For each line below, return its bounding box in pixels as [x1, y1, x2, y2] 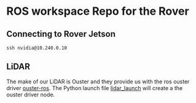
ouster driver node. [6, 91, 55, 98]
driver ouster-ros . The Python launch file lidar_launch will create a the [6, 84, 183, 91]
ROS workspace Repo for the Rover [6, 4, 189, 18]
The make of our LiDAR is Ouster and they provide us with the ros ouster [6, 78, 190, 85]
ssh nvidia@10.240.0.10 [6, 45, 68, 51]
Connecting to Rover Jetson [6, 29, 116, 39]
